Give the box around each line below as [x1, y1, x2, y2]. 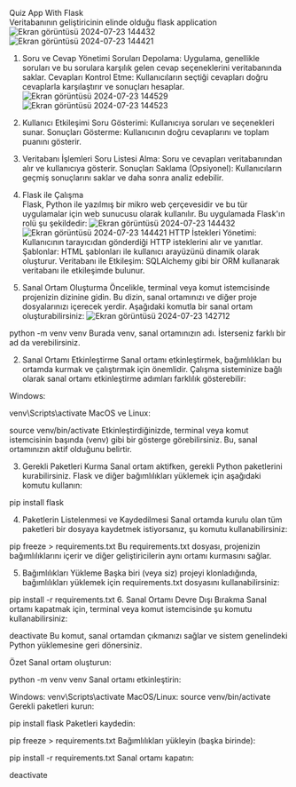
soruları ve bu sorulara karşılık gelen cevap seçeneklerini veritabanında [21, 62, 282, 73]
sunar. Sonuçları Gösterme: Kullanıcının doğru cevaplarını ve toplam [21, 127, 269, 137]
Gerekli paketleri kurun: [9, 701, 95, 711]
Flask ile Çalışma [21, 190, 84, 200]
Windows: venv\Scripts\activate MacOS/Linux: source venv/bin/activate [9, 692, 271, 702]
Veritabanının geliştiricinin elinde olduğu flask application [9, 17, 217, 28]
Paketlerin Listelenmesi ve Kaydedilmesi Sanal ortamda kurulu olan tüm [21, 514, 283, 525]
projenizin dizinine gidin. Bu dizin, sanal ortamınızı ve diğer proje [21, 292, 258, 302]
